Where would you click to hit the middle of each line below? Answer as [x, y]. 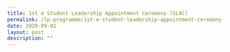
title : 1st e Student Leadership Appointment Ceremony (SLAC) [98, 13]
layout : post [26, 32]
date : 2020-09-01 [32, 26]
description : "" [30, 38]
